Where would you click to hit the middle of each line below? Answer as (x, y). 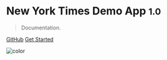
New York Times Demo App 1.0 (84, 11)
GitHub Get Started (30, 39)
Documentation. (41, 28)
